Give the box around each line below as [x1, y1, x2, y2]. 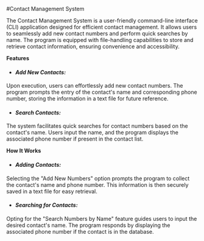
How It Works [6, 147, 41, 155]
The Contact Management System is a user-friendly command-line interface [6, 17, 198, 24]
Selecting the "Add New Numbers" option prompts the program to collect [6, 175, 190, 182]
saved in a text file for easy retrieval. [6, 187, 97, 195]
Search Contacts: [15, 109, 61, 116]
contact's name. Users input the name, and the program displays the [6, 129, 178, 136]
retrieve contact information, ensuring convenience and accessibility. [6, 43, 180, 50]
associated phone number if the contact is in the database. [6, 228, 154, 235]
